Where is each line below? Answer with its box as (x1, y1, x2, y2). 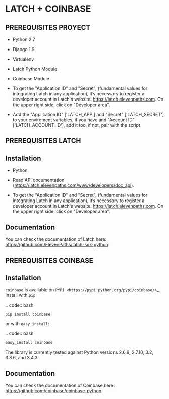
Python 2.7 (12, 36, 35, 42)
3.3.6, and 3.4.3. (5, 355, 39, 361)
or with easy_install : (5, 321, 49, 327)
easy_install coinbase (5, 340, 53, 345)
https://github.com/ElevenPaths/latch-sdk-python (5, 242, 108, 248)
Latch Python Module (12, 66, 58, 72)
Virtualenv (12, 56, 34, 62)
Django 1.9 (12, 46, 35, 52)
